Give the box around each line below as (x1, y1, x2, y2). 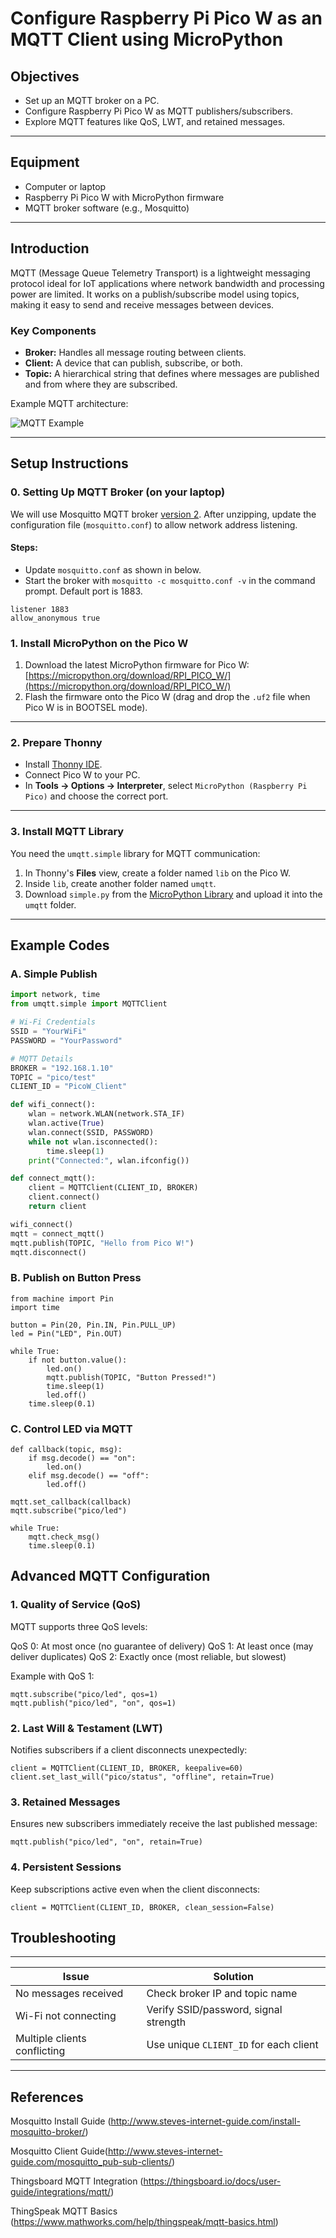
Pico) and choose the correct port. (24, 790, 169, 802)
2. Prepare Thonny (10, 736, 103, 750)
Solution (213, 1970, 254, 1984)
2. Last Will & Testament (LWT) (10, 1721, 163, 1735)
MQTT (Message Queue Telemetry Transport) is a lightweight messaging (10, 267, 311, 279)
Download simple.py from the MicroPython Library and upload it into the (24, 888, 323, 900)
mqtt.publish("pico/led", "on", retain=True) (10, 1837, 203, 1847)
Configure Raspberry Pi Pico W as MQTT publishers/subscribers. (24, 105, 293, 117)
